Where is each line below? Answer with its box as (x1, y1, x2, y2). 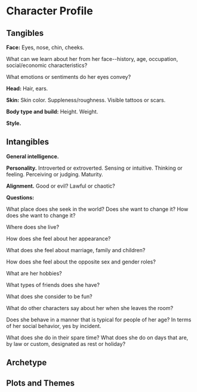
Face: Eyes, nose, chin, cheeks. (6, 44, 85, 51)
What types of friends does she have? (6, 281, 100, 288)
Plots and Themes (6, 378, 75, 388)
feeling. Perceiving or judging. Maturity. (6, 170, 103, 177)
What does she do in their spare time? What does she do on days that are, (6, 333, 189, 341)
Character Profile (6, 4, 94, 18)
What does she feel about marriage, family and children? (6, 246, 146, 253)
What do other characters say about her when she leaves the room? (6, 304, 174, 311)
